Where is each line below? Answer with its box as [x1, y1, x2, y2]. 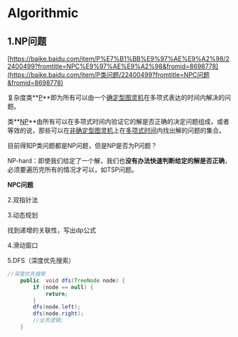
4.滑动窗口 [7, 241, 38, 249]
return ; [45, 290, 69, 297]
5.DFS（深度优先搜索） [7, 256, 75, 264]
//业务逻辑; [33, 317, 64, 324]
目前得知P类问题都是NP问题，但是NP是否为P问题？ [7, 141, 158, 150]
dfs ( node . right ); [33, 310, 84, 318]
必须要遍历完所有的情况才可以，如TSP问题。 [7, 165, 138, 174]
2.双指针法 [7, 196, 38, 204]
